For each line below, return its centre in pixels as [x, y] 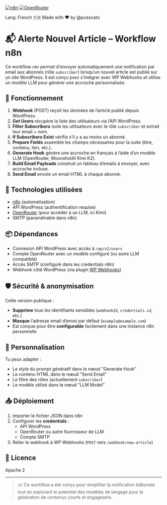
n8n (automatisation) [34, 202]
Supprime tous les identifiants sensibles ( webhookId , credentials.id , [82, 310]
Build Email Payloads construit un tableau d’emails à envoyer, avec [81, 163]
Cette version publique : [30, 301]
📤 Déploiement [30, 401]
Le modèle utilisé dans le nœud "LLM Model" [59, 385]
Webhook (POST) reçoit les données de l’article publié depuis [76, 110]
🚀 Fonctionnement [34, 98]
